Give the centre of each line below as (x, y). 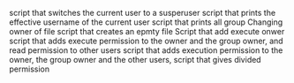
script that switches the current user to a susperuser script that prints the (143, 13)
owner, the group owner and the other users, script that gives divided (136, 60)
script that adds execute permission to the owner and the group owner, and (147, 41)
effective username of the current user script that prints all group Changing (146, 22)
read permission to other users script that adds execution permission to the (146, 50)
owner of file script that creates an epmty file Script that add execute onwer (147, 31)
